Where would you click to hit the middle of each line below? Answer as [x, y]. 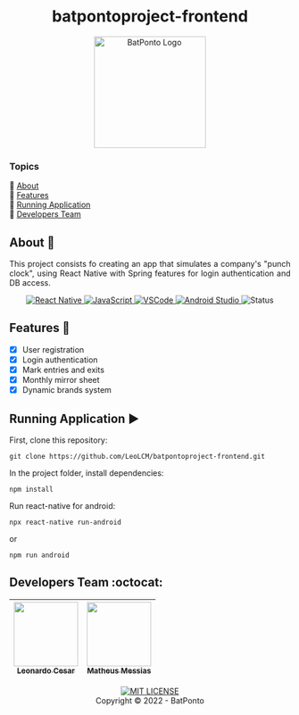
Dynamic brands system [66, 390]
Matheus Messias [119, 670]
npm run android [39, 555]
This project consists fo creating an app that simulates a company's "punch [150, 264]
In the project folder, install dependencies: [87, 473]
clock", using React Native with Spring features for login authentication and [150, 273]
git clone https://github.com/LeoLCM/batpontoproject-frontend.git [137, 456]
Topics [25, 166]
